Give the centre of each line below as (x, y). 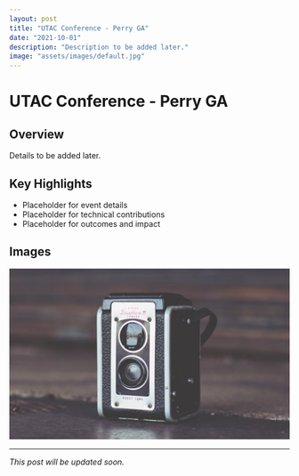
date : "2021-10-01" (45, 37)
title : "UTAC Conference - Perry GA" (79, 28)
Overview (37, 134)
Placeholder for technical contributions (93, 214)
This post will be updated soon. (67, 462)
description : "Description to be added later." (99, 47)
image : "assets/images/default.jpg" (77, 56)
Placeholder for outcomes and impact (91, 223)
